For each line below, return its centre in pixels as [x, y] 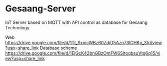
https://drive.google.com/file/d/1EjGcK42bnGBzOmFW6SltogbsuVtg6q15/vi [83, 53]
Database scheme [58, 48]
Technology [17, 27]
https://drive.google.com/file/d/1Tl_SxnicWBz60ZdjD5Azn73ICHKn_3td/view [84, 42]
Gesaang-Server [40, 9]
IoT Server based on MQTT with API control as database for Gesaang [76, 22]
